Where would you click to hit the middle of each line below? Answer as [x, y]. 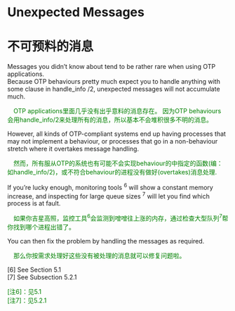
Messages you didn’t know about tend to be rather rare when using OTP [112, 67]
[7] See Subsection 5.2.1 [42, 277]
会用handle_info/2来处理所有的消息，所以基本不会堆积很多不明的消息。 [110, 120]
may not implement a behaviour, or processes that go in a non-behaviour [113, 141]
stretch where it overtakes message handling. [73, 149]
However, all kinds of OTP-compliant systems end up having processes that [117, 134]
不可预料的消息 [51, 47]
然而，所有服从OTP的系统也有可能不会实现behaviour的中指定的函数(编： [118, 163]
